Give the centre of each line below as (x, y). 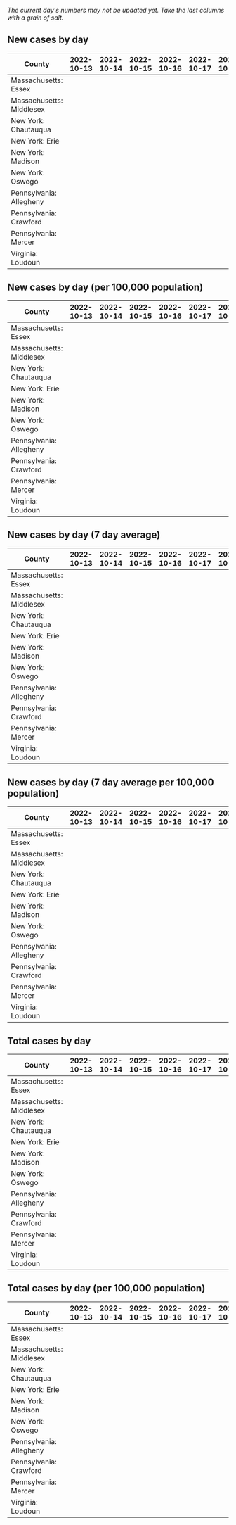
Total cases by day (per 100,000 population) (106, 1288)
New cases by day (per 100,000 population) (105, 287)
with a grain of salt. (35, 18)
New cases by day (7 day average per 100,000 (111, 782)
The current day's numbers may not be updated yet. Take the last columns (116, 10)
